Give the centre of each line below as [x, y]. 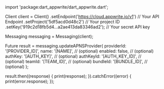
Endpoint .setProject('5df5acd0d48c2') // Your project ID [62, 22]
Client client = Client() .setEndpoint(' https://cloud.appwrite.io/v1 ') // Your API [82, 16]
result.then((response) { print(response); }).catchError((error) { [68, 76]
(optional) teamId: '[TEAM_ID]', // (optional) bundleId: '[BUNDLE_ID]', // [76, 61]
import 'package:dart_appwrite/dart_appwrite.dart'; [57, 7]
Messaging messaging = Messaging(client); [49, 36]
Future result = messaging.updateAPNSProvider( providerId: [66, 46]
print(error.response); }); [30, 81]
